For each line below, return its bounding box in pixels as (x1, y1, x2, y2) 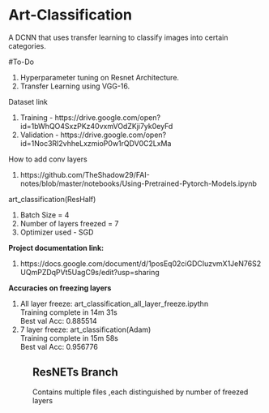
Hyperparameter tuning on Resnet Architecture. (19, 72, 180, 82)
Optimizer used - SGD (19, 227, 94, 237)
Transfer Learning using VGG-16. (19, 81, 130, 91)
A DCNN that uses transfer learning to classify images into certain (8, 32, 228, 42)
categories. (8, 41, 46, 50)
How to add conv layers (8, 154, 88, 164)
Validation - (19, 130, 59, 140)
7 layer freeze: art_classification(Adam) (19, 325, 152, 334)
